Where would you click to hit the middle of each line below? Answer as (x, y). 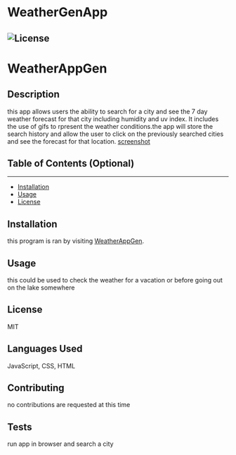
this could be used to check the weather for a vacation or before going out (115, 280)
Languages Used (45, 349)
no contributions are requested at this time (69, 405)
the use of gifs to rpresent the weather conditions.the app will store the (110, 126)
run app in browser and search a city (60, 444)
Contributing (36, 388)
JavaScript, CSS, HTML (41, 366)
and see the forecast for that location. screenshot (79, 141)
